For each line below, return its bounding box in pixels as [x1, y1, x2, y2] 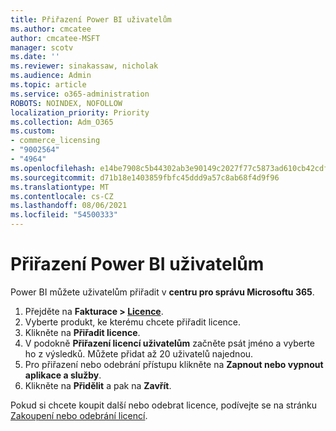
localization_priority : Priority [10, 107, 150, 118]
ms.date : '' [10, 52, 60, 62]
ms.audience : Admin [10, 71, 92, 81]
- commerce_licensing [10, 136, 101, 146]
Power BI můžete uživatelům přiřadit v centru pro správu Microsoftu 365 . [10, 286, 315, 298]
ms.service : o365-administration [10, 89, 150, 99]
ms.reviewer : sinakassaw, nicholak [10, 61, 159, 71]
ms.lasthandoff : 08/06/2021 [10, 201, 128, 211]
